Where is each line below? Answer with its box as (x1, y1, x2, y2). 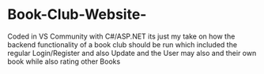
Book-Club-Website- (7, 6, 147, 24)
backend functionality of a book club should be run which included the (7, 39, 238, 49)
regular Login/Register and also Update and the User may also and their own (7, 48, 257, 57)
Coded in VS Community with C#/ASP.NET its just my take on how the (7, 31, 236, 41)
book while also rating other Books (7, 57, 121, 66)
